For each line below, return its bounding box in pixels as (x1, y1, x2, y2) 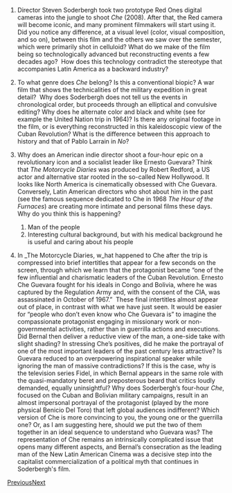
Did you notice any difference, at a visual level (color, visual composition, (17, 28, 225, 36)
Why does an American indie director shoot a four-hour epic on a (17, 150, 204, 159)
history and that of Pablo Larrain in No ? (17, 137, 130, 145)
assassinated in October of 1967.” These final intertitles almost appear (17, 295, 219, 304)
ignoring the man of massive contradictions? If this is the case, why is (17, 362, 217, 370)
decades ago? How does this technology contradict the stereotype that (17, 58, 223, 65)
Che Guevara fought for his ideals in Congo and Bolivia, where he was (17, 281, 217, 288)
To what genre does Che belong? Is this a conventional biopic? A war (17, 78, 215, 86)
